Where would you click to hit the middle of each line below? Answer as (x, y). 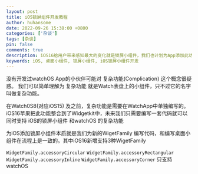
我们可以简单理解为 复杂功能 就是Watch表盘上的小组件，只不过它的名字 (104, 86)
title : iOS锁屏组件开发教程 (37, 17)
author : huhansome (29, 22)
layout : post (22, 12)
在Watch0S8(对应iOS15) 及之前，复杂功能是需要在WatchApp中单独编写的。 (98, 106)
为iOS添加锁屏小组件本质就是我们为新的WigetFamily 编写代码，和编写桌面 (96, 133)
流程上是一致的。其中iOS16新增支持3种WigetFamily (84, 140)
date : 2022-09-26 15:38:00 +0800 (47, 28)
